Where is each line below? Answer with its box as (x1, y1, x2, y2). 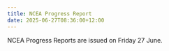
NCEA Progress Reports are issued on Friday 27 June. (7, 36, 163, 44)
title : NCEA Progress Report (7, 10, 92, 17)
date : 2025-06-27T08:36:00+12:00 (7, 17, 105, 24)
